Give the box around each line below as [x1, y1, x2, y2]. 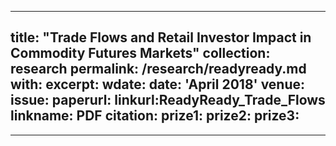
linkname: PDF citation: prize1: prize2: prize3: [10, 107, 300, 125]
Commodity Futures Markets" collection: [10, 45, 271, 62]
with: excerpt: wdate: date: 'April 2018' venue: [10, 76, 306, 93]
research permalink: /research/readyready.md [10, 61, 307, 78]
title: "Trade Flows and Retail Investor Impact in [10, 29, 312, 46]
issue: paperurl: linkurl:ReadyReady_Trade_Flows [10, 92, 326, 109]
